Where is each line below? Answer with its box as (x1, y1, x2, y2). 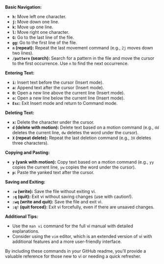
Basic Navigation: (5, 4, 42, 10)
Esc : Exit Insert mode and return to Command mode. (12, 100, 118, 106)
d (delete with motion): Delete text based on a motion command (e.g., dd (12, 124, 159, 130)
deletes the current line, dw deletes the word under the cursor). (12, 130, 139, 135)
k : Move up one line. (12, 24, 53, 30)
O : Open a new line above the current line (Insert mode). (12, 90, 125, 96)
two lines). (12, 50, 33, 56)
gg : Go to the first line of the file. (12, 40, 77, 46)
